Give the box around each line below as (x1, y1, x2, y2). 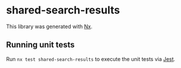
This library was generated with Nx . (6, 23, 93, 30)
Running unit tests (6, 40, 75, 50)
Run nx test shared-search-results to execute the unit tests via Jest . (6, 55, 176, 62)
